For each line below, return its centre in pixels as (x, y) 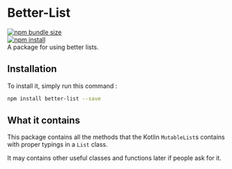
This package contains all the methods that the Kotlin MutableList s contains (116, 137)
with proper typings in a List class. (57, 145)
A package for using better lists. (53, 47)
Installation (32, 69)
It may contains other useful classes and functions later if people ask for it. (114, 158)
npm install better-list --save (54, 98)
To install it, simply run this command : (62, 86)
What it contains (44, 120)
